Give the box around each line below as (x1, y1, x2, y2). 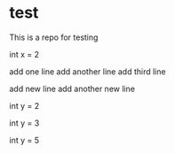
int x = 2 (9, 49, 40, 59)
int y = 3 (9, 118, 40, 128)
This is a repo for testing (9, 32, 99, 42)
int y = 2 (9, 100, 40, 111)
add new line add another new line (9, 83, 136, 94)
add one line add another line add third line (9, 65, 166, 77)
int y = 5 (9, 135, 40, 145)
